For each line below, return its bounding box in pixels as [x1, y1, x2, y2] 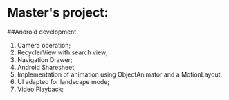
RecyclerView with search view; [17, 48, 109, 57]
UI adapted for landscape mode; [17, 77, 110, 86]
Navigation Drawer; [17, 55, 73, 63]
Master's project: [7, 5, 109, 21]
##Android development [7, 28, 77, 36]
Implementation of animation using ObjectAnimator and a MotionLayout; [17, 70, 223, 79]
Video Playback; [17, 85, 64, 93]
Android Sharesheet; [17, 63, 76, 71]
